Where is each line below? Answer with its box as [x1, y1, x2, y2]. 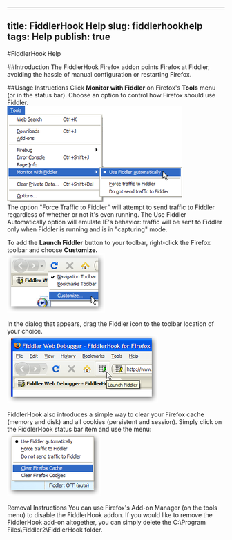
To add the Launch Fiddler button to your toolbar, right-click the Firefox [7, 238, 211, 247]
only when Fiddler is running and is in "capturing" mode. [7, 225, 168, 233]
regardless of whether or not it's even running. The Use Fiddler [7, 210, 186, 218]
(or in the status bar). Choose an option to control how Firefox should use [7, 90, 216, 99]
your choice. [7, 327, 43, 335]
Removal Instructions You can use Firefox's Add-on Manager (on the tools [7, 503, 217, 512]
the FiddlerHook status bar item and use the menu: [7, 425, 152, 433]
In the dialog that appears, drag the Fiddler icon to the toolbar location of [7, 319, 214, 328]
